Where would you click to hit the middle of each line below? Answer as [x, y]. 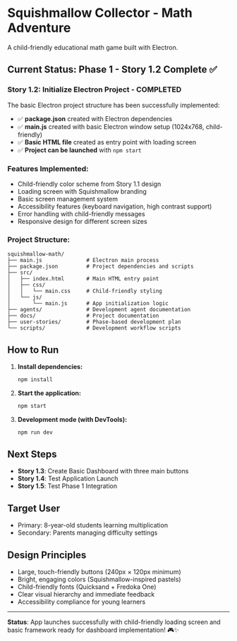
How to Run [33, 350]
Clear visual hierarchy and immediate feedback [86, 595]
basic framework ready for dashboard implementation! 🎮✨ [93, 630]
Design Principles [47, 555]
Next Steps [32, 455]
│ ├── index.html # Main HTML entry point [83, 279]
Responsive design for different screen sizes [82, 221]
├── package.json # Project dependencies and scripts [101, 267]
